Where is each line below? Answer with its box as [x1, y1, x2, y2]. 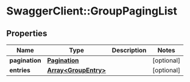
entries [9, 66, 30, 74]
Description [111, 46, 147, 54]
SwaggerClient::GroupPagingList [6, 4, 178, 18]
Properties [6, 28, 47, 39]
